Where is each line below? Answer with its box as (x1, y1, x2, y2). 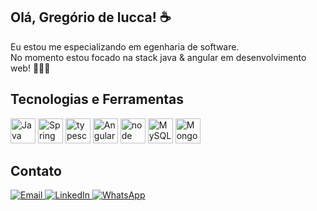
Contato (10, 163, 62, 180)
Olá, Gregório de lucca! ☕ (10, 9, 172, 26)
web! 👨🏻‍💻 (10, 62, 51, 74)
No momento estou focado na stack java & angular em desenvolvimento (10, 51, 307, 63)
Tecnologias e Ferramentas (10, 91, 185, 108)
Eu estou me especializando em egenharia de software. (10, 40, 240, 53)
